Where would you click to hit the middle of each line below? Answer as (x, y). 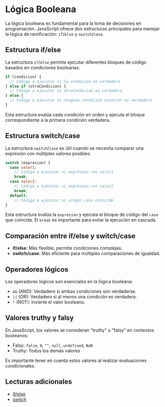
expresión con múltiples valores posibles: (48, 153)
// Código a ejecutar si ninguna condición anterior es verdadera (81, 100)
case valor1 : (23, 167)
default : (19, 196)
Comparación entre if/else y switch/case (70, 236)
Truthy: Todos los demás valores (46, 350)
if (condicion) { (23, 77)
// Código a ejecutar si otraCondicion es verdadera (66, 91)
